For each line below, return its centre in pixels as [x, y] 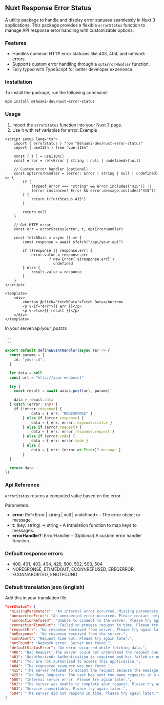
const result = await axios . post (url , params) [62, 391]
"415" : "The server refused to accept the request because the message [84, 671]
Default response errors [34, 553]
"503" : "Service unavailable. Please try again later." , [69, 689]
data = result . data [34, 400]
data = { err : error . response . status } [72, 423]
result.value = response [56, 272]
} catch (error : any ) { [33, 404]
